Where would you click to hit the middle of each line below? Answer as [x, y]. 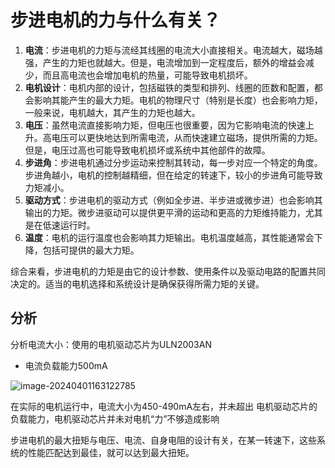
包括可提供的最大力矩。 [91, 250]
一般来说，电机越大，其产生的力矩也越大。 [112, 112]
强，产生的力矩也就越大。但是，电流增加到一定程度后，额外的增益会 [165, 62]
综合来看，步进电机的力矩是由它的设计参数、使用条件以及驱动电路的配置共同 [168, 271]
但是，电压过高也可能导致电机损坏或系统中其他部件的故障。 [147, 150]
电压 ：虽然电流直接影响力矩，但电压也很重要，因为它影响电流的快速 [165, 125]
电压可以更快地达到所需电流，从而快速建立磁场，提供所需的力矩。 [187, 137]
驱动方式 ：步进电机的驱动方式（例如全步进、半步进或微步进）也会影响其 [173, 200]
